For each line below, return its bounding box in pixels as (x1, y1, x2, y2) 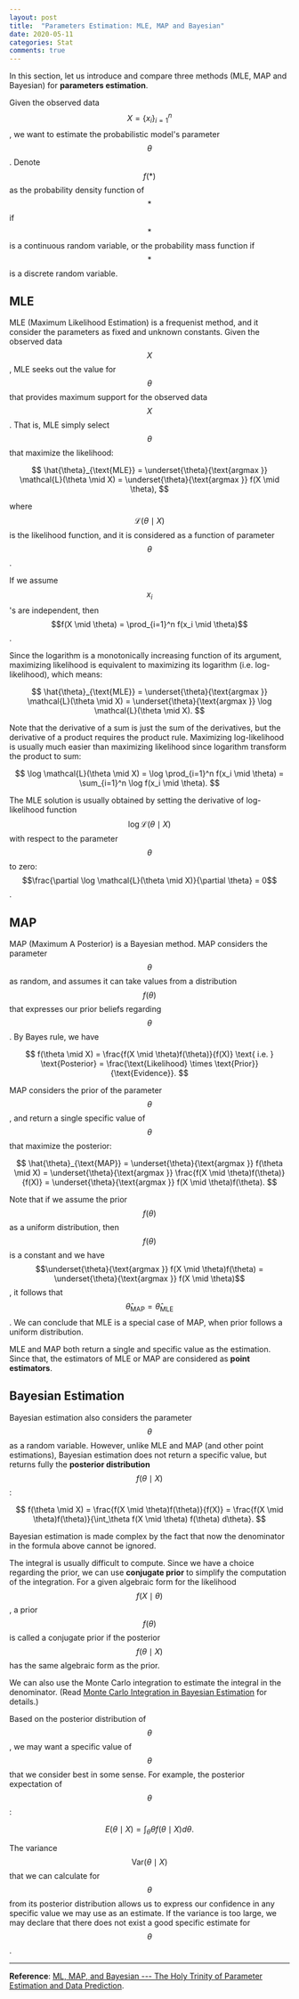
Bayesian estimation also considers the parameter (9, 1412, 193, 1423)
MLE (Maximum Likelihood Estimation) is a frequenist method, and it (9, 317, 259, 328)
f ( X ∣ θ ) (136, 1590, 163, 1601)
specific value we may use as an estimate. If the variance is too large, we (9, 1908, 278, 1919)
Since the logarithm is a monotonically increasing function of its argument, (9, 650, 282, 661)
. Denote (9, 157, 41, 167)
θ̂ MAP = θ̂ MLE (125, 1301, 174, 1314)
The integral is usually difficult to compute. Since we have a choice (9, 1557, 255, 1568)
